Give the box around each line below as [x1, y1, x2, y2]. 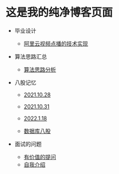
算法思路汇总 [14, 53, 47, 60]
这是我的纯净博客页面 [5, 5, 114, 20]
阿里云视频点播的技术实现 [23, 40, 88, 47]
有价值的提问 [23, 153, 56, 161]
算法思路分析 [23, 65, 56, 73]
